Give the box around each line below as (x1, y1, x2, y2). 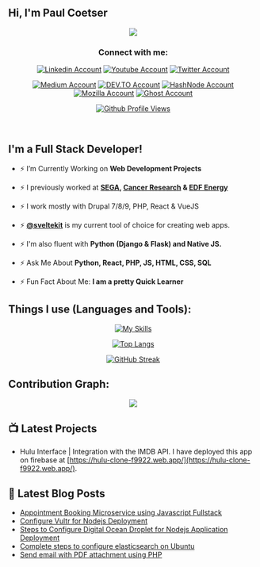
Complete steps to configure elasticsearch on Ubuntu (19, 542, 195, 551)
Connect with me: (97, 47, 169, 58)
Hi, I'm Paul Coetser (8, 6, 109, 20)
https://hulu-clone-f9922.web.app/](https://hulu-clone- (69, 455, 251, 465)
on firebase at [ (19, 455, 70, 465)
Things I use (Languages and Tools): (8, 303, 192, 316)
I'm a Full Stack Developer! (8, 142, 143, 155)
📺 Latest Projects (8, 422, 97, 435)
